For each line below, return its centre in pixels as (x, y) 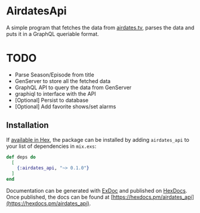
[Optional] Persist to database (51, 100)
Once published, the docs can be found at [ (60, 197)
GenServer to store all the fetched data (63, 81)
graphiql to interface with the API (56, 93)
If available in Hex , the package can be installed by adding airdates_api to (98, 139)
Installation (27, 125)
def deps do (21, 157)
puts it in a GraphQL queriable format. (53, 34)
